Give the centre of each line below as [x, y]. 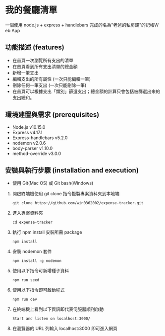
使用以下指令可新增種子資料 [41, 271]
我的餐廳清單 [31, 10]
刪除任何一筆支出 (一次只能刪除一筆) [49, 85]
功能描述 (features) [35, 47]
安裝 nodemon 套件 [32, 252]
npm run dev [25, 299]
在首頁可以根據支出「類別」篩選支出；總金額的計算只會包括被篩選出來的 [86, 91]
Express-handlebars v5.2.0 [40, 138]
